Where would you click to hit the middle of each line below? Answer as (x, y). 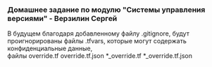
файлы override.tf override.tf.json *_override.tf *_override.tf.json (100, 56)
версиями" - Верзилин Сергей (62, 18)
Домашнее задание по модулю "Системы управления (106, 10)
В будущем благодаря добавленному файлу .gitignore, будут (99, 33)
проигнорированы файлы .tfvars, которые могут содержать (97, 41)
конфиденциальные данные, (50, 49)
